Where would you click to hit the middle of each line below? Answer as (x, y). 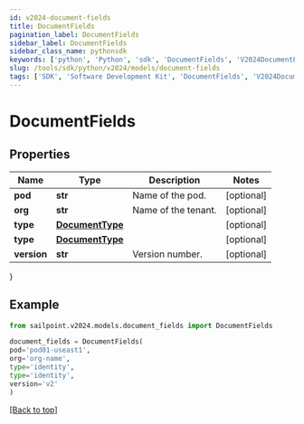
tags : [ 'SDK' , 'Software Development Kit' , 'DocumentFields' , (129, 77)
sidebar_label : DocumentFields (68, 43)
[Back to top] (33, 410)
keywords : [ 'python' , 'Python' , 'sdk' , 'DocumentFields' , (121, 60)
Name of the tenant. (175, 210)
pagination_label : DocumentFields (75, 34)
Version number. (168, 254)
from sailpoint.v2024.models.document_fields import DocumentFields (141, 325)
